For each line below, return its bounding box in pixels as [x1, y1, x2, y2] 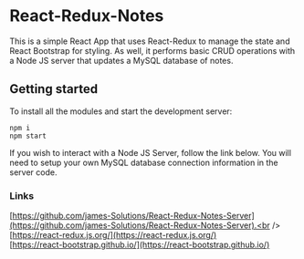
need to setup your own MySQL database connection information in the [9, 157, 278, 168]
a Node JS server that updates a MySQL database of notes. [9, 55, 234, 66]
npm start [9, 131, 47, 140]
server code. [9, 166, 58, 178]
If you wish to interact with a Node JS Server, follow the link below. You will [9, 147, 292, 158]
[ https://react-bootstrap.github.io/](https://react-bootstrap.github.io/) [9, 239, 270, 251]
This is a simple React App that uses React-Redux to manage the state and [9, 36, 290, 47]
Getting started [9, 81, 99, 97]
